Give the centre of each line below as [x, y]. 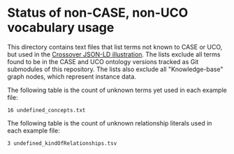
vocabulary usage [61, 28]
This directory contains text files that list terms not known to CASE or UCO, [115, 47]
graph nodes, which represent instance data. [72, 76]
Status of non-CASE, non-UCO [98, 13]
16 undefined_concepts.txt [46, 110]
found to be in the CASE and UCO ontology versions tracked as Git [103, 61]
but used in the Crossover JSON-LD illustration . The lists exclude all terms [114, 54]
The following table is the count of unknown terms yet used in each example [117, 90]
